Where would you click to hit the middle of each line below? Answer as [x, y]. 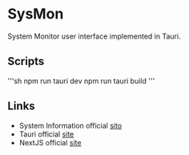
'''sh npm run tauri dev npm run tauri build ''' [81, 80]
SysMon [36, 14]
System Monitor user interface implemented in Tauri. [94, 36]
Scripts [26, 61]
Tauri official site [46, 134]
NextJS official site [50, 142]
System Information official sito [70, 125]
